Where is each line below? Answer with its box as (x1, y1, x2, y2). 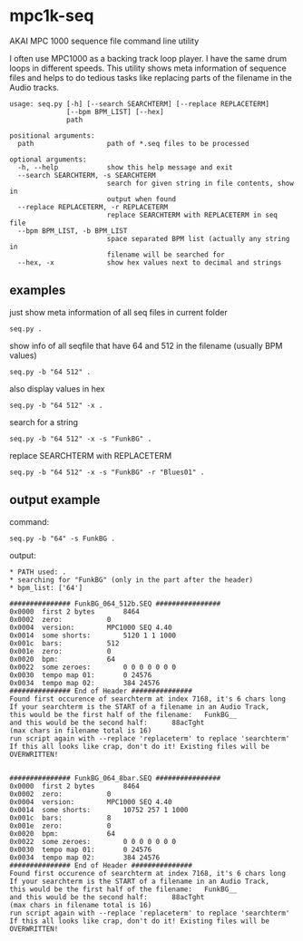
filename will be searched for (106, 250, 225, 259)
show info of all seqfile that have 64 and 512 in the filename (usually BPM (9, 340, 283, 351)
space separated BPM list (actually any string (106, 234, 290, 243)
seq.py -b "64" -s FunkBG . (9, 534, 116, 543)
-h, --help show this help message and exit (17, 162, 233, 172)
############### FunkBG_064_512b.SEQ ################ (9, 599, 221, 608)
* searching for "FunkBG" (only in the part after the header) (9, 575, 254, 585)
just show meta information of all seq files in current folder (9, 306, 229, 317)
